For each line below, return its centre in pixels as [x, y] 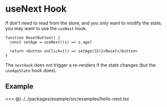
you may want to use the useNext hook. [46, 28]
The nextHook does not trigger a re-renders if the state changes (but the [81, 65]
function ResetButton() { [33, 38]
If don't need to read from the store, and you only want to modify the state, [84, 23]
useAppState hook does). [31, 70]
